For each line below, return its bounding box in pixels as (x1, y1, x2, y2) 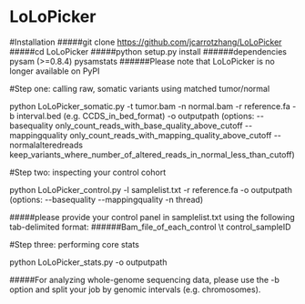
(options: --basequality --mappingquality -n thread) (9, 194, 203, 205)
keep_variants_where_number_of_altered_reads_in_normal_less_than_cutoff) (9, 148, 296, 160)
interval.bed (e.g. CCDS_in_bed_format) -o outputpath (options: (16, 110, 255, 121)
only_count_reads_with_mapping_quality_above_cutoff (69, 129, 272, 140)
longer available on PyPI (9, 66, 100, 76)
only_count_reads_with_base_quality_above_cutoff (55, 120, 243, 131)
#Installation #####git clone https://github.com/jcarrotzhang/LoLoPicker (9, 36, 282, 47)
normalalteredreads (9, 139, 84, 150)
